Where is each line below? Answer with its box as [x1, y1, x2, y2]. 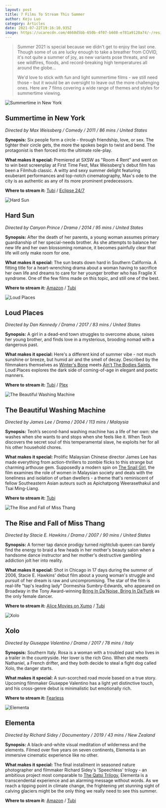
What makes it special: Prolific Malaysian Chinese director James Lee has [5, 454, 157, 460]
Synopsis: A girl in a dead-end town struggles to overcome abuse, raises [5, 331, 155, 337]
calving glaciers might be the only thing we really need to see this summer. [5, 788, 158, 794]
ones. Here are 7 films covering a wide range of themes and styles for [17, 85, 160, 90]
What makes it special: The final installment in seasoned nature [5, 762, 135, 767]
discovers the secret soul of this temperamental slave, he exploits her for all [5, 439, 160, 445]
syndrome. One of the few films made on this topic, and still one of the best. [5, 275, 160, 281]
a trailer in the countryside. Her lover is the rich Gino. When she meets [5, 655, 148, 661]
